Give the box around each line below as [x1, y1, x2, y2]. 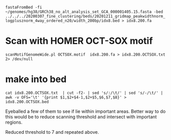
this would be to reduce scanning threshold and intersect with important [5, 113, 157, 120]
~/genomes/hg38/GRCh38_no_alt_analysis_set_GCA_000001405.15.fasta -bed [5, 9, 163, 14]
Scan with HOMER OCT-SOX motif [5, 35, 153, 47]
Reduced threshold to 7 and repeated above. [5, 129, 100, 135]
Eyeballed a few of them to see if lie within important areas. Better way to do [5, 108, 166, 114]
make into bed [5, 74, 67, 85]
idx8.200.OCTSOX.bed [5, 99, 50, 104]
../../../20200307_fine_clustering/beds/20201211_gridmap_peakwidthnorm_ [5, 14, 166, 19]
